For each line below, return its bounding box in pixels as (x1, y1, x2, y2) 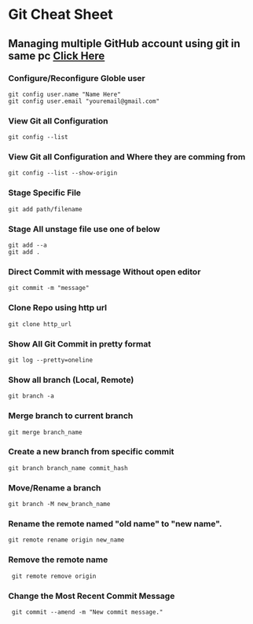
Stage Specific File (8, 187, 81, 198)
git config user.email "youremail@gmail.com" (8, 97, 159, 105)
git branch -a (8, 392, 55, 400)
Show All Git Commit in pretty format (8, 338, 152, 349)
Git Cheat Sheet (8, 6, 114, 24)
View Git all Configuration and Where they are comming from (8, 152, 246, 163)
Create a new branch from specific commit (8, 446, 174, 457)
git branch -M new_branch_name (8, 501, 111, 508)
